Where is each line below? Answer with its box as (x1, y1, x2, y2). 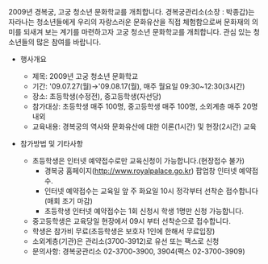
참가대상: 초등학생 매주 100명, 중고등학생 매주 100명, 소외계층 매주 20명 (31, 101, 258, 111)
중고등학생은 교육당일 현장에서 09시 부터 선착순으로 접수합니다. (31, 217, 232, 225)
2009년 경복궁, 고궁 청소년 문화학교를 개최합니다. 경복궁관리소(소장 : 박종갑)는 (8, 7, 255, 16)
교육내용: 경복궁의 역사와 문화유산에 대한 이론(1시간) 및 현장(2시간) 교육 (31, 122, 257, 131)
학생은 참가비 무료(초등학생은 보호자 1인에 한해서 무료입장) (31, 226, 216, 236)
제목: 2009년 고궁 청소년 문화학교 (31, 72, 139, 80)
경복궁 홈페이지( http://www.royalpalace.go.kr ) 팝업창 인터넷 (44, 166, 237, 175)
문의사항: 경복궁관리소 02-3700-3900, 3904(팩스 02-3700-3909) (31, 246, 245, 256)
